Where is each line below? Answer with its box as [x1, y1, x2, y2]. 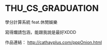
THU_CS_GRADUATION [5, 3, 99, 14]
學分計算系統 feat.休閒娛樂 [5, 19, 58, 25]
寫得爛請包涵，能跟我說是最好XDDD [5, 29, 76, 35]
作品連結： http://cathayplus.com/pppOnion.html [5, 39, 102, 45]
